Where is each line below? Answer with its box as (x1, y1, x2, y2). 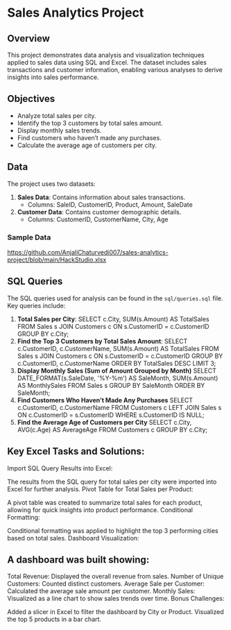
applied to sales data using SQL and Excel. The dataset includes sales (7, 58, 207, 67)
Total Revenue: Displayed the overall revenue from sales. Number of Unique (7, 572, 224, 581)
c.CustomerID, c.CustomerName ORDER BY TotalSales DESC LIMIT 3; (17, 359, 216, 367)
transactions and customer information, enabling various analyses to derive (7, 66, 223, 74)
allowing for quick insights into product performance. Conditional (7, 505, 193, 514)
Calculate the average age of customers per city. (17, 141, 157, 149)
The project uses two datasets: (7, 179, 96, 188)
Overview (7, 33, 51, 44)
